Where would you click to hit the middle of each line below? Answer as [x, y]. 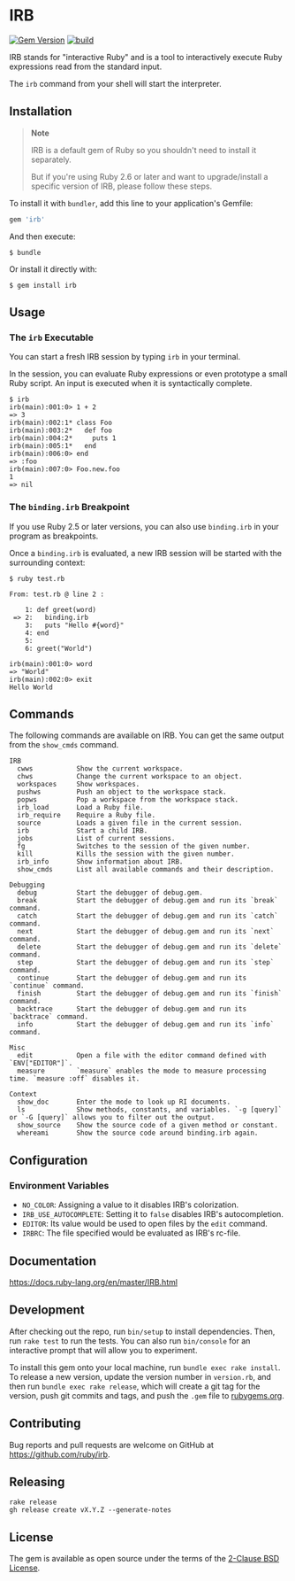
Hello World [31, 687]
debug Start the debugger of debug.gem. [110, 893]
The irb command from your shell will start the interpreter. [116, 83]
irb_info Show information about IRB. [100, 862]
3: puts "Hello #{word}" [75, 625]
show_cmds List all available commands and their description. [146, 870]
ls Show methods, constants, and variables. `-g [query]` [150, 1110]
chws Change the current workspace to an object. [130, 777]
